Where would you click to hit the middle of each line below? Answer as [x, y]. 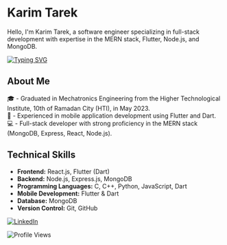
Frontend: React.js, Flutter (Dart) [63, 171]
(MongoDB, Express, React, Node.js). [60, 133]
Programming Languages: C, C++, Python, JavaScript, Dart [102, 186]
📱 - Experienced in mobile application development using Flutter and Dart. [111, 116]
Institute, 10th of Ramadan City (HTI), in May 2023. [79, 108]
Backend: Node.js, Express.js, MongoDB [74, 179]
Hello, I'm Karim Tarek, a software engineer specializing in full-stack [104, 32]
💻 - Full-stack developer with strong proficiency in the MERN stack [102, 123]
